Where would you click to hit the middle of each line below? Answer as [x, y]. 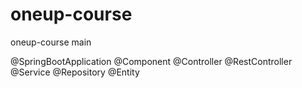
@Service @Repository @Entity [75, 72]
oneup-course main [51, 42]
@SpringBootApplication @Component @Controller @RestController [151, 61]
